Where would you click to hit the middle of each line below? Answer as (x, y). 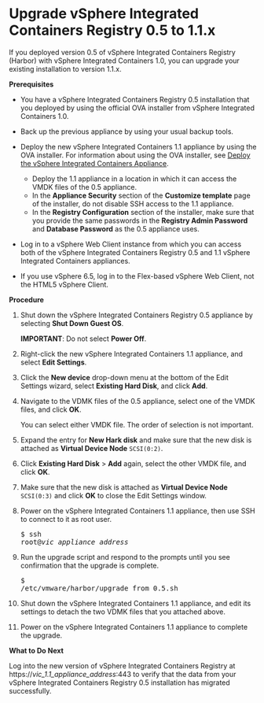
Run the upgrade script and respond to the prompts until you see (125, 557)
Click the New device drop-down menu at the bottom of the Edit (124, 377)
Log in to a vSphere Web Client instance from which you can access (131, 244)
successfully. (30, 690)
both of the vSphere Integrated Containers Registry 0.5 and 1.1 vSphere (135, 252)
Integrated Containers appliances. (75, 261)
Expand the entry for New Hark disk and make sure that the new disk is (136, 440)
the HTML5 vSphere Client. (64, 284)
